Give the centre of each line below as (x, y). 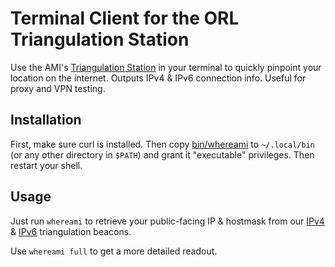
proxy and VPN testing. (58, 88)
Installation (46, 120)
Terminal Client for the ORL (125, 18)
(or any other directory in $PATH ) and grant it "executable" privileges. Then (162, 154)
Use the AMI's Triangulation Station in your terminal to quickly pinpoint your (166, 67)
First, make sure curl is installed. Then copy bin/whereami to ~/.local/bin (162, 144)
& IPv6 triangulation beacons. (71, 231)
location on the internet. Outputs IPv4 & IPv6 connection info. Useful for (158, 78)
